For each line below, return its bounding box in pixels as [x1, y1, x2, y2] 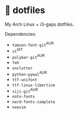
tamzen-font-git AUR [12, 40, 54, 47]
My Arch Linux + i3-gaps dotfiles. [5, 21, 74, 27]
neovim [12, 105, 26, 110]
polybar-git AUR [12, 53, 45, 60]
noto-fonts [12, 94, 35, 99]
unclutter [12, 66, 33, 71]
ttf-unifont [12, 77, 37, 82]
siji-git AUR [12, 87, 38, 94]
